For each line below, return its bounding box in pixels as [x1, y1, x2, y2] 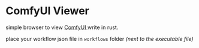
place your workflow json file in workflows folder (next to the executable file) [5, 35, 194, 42]
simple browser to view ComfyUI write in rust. [5, 24, 119, 31]
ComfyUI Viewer [5, 4, 89, 18]
